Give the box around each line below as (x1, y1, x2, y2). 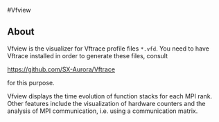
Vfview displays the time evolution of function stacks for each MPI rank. (7, 91, 213, 100)
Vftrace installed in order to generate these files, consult (7, 51, 168, 60)
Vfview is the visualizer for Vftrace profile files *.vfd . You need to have (7, 44, 210, 53)
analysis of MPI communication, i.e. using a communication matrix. (7, 107, 198, 115)
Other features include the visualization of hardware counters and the (7, 99, 206, 107)
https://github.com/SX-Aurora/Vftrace (7, 65, 116, 73)
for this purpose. (7, 78, 55, 87)
